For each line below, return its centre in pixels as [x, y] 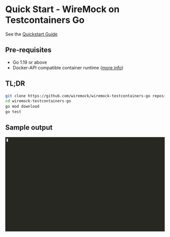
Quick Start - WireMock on [62, 9]
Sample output [29, 128]
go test [13, 112]
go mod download [22, 107]
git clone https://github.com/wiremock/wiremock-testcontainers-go [78, 96]
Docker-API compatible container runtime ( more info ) [68, 67]
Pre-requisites [28, 50]
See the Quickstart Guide [32, 34]
